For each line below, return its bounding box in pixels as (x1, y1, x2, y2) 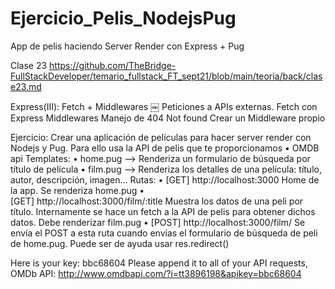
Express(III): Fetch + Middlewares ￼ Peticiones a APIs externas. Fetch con (10, 100, 318, 112)
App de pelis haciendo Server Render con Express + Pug (10, 40, 245, 52)
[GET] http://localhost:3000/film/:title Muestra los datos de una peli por (10, 195, 304, 207)
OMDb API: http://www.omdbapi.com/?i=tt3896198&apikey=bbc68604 (10, 267, 302, 279)
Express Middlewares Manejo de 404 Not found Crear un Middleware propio (10, 112, 326, 124)
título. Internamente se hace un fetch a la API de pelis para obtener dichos (10, 205, 316, 217)
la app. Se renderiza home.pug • (10, 184, 145, 196)
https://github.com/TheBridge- (49, 59, 177, 71)
